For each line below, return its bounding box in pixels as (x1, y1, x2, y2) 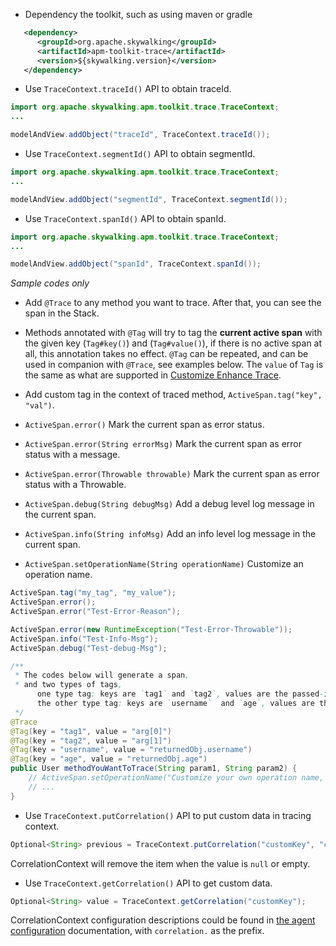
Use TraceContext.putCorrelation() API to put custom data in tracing (24, 809, 312, 821)
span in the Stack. (24, 307, 100, 319)
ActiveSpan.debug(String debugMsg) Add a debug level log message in (24, 498, 315, 510)
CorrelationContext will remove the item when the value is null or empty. (10, 857, 311, 869)
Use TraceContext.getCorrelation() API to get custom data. (24, 877, 273, 889)
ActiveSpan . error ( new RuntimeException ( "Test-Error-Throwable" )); (10, 624, 293, 634)
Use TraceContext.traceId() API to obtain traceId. (24, 83, 232, 95)
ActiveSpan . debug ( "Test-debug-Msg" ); (10, 643, 168, 653)
